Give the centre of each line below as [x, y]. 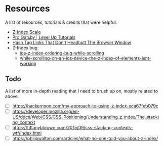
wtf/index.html [27, 133]
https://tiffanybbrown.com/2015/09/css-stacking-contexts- [73, 127]
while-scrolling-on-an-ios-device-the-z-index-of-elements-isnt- [85, 58]
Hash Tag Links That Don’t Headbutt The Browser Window [72, 42]
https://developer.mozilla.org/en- [46, 111]
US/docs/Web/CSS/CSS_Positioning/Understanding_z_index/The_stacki [85, 117]
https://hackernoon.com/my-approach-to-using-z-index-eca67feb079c [85, 106]
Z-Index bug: [25, 48]
